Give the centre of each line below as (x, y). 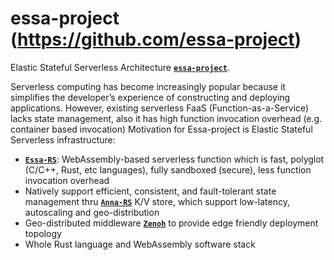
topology (43, 233)
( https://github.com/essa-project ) (156, 39)
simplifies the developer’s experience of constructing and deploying (150, 97)
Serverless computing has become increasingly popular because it (148, 86)
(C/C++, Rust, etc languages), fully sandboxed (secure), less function (168, 169)
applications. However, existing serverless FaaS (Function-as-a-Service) (160, 108)
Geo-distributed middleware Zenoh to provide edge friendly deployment (171, 223)
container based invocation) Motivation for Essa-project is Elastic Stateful (161, 129)
